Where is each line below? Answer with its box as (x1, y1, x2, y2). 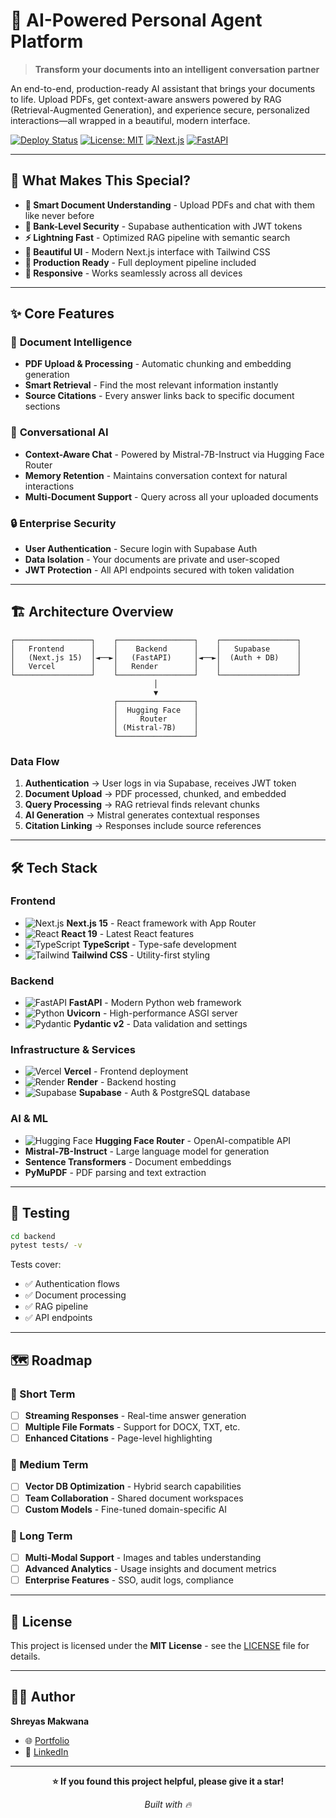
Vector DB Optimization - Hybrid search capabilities (24, 1480, 242, 1493)
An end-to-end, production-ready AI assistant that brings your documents (10, 82, 316, 94)
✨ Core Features (10, 305, 115, 323)
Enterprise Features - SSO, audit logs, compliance (24, 1574, 234, 1586)
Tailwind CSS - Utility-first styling (71, 949, 211, 961)
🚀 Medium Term (10, 1458, 89, 1472)
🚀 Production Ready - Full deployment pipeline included (24, 256, 257, 268)
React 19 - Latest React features (61, 927, 195, 939)
